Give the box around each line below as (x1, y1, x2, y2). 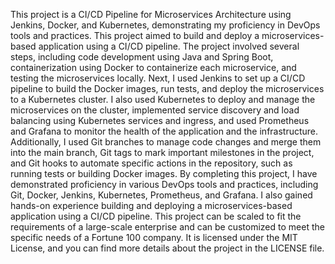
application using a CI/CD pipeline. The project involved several (38, 40, 300, 52)
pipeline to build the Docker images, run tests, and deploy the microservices (10, 83, 325, 94)
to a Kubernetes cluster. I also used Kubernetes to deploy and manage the (10, 94, 316, 105)
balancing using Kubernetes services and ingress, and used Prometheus (10, 115, 310, 126)
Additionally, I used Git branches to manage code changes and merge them (10, 136, 322, 148)
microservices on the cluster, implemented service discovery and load (10, 104, 300, 116)
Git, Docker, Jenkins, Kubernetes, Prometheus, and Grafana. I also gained (10, 189, 313, 201)
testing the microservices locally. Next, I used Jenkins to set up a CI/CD (10, 72, 306, 84)
